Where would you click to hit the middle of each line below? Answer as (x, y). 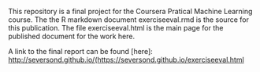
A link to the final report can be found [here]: (81, 51)
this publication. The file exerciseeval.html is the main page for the (116, 28)
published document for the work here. (72, 36)
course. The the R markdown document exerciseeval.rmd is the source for (129, 20)
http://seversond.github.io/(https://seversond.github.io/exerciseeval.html (126, 59)
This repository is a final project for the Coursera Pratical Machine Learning (130, 11)
